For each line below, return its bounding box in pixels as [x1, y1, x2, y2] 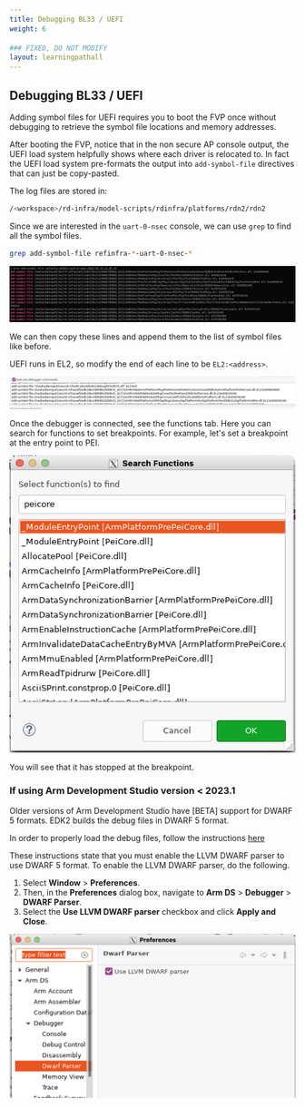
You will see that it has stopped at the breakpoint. [9, 762, 194, 773]
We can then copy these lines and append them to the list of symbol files [9, 331, 282, 342]
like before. [9, 341, 52, 352]
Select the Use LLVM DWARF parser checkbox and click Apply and [22, 906, 277, 916]
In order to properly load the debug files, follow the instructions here [9, 832, 265, 843]
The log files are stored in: [9, 185, 107, 196]
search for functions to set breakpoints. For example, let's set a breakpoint [9, 427, 289, 439]
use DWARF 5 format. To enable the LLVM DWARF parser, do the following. [9, 859, 290, 870]
